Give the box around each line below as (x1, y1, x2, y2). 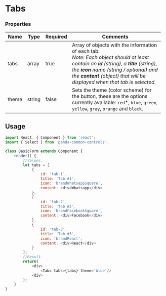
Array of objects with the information (72, 42, 157, 48)
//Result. (23, 254, 43, 259)
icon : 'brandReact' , (40, 236, 83, 241)
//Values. (23, 158, 43, 163)
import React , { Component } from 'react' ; (5, 135, 96, 140)
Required (45, 33, 68, 40)
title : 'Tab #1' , (40, 176, 77, 181)
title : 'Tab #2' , (40, 204, 77, 209)
